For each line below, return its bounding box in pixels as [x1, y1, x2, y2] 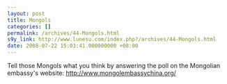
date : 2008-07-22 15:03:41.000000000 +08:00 [7, 42, 139, 49]
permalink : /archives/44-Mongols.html [7, 29, 120, 37]
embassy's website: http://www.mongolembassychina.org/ [7, 69, 176, 77]
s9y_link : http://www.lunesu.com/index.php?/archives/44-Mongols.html [7, 36, 217, 43]
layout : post [7, 10, 45, 17]
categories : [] [7, 23, 52, 30]
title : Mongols [7, 17, 52, 24]
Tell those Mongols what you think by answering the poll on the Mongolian [7, 62, 221, 69]
